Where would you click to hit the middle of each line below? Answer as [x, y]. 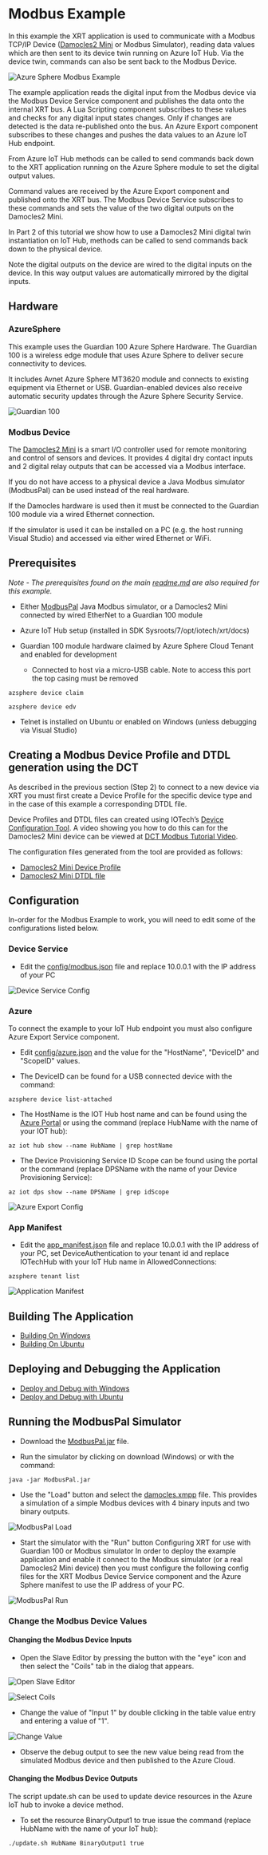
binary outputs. [45, 1511]
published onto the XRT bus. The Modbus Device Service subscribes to [126, 199]
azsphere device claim [46, 693]
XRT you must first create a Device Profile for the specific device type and [130, 795]
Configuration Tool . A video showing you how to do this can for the [118, 827]
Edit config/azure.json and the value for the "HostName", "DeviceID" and [139, 1052]
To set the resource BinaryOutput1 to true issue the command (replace [135, 1821]
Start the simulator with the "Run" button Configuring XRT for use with [135, 1542]
